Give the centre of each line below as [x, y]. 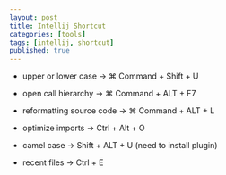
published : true [39, 51]
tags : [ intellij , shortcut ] [62, 42]
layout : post [34, 17]
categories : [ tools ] [48, 34]
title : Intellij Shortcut [57, 26]
